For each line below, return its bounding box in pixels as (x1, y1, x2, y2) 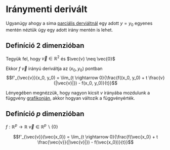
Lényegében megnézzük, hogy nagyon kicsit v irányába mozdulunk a (6, 90, 150, 96)
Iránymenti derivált (6, 4, 88, 15)
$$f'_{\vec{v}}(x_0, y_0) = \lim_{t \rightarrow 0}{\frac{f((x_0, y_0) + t (6, 74, 148, 81)
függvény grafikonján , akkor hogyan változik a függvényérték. (6, 95, 136, 101)
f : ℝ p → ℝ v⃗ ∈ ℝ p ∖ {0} (6, 123, 58, 130)
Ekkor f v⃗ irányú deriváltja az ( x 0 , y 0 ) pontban (6, 65, 103, 72)
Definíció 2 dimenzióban (6, 41, 84, 50)
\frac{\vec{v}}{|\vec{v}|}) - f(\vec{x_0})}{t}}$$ (37, 139, 134, 145)
